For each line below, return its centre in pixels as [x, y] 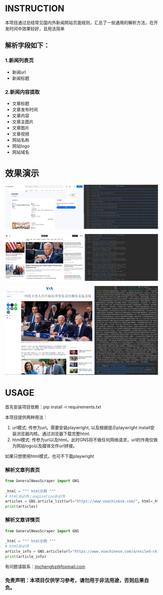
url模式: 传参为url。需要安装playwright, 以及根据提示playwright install [81, 427]
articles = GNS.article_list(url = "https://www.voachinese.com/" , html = [79, 502]
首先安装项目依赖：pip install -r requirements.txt [53, 407]
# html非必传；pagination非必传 [35, 496]
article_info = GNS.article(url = [39, 552]
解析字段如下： [27, 45]
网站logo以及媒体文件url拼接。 [47, 446]
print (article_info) [26, 557]
